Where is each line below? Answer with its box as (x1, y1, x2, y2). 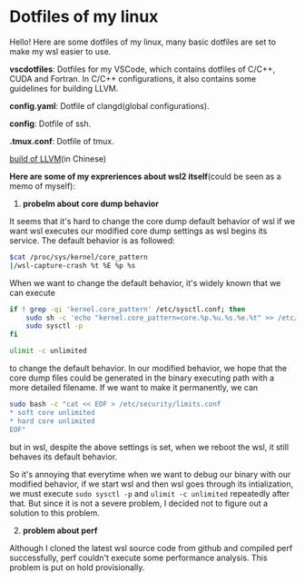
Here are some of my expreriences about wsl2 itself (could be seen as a (9, 171, 281, 182)
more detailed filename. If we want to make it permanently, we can (9, 382, 259, 393)
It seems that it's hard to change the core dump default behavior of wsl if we (9, 215, 296, 226)
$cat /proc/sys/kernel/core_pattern (9, 252, 148, 261)
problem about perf (22, 525, 98, 536)
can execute (9, 287, 56, 298)
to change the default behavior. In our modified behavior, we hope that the (9, 363, 288, 374)
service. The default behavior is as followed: (9, 234, 175, 246)
